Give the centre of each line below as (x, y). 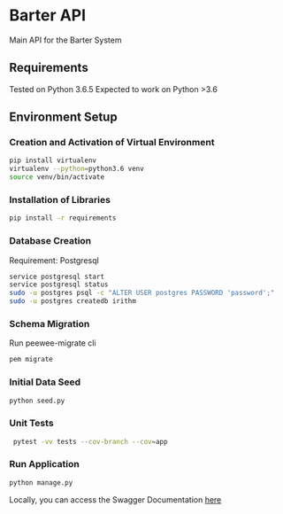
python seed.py (37, 401)
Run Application (44, 464)
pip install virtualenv (53, 160)
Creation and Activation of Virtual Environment (112, 143)
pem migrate (31, 360)
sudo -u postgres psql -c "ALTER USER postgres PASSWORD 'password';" (142, 293)
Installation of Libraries (60, 199)
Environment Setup (63, 117)
